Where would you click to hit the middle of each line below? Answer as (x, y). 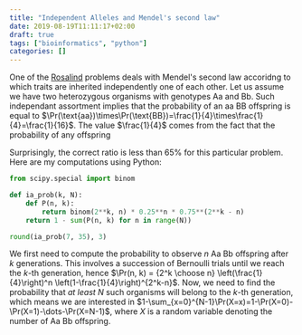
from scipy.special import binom (72, 179)
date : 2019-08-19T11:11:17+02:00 (72, 26)
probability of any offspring (60, 135)
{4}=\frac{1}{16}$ (42, 125)
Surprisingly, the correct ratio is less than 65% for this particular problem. (146, 153)
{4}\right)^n (31, 282)
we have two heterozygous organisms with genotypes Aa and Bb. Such (142, 97)
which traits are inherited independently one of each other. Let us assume (147, 87)
